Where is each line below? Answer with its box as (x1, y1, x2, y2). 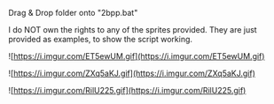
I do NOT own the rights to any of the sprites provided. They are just (8, 25, 258, 34)
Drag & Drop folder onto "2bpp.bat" (8, 8, 138, 18)
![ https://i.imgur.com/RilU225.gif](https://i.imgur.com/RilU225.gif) (8, 85, 247, 95)
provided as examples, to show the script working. (8, 34, 192, 44)
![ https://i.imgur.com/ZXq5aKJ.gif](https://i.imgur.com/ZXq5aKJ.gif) (8, 68, 256, 78)
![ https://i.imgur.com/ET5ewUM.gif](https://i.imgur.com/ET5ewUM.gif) (8, 51, 265, 61)
